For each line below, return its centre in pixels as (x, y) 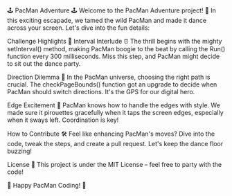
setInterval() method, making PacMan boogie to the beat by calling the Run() (116, 49)
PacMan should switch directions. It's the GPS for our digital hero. (101, 92)
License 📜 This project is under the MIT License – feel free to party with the (115, 164)
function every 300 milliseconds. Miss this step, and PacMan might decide (114, 56)
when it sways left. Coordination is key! (63, 120)
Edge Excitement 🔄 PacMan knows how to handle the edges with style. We (114, 105)
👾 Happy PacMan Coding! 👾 (47, 185)
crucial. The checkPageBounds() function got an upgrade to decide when (112, 84)
